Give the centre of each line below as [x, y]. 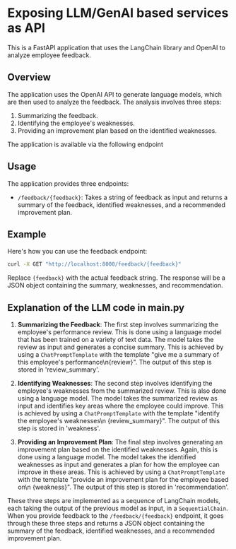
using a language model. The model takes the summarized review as [117, 399]
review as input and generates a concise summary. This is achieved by [120, 347]
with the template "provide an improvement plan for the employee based [123, 480]
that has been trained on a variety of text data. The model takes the [116, 340]
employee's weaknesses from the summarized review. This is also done [122, 391]
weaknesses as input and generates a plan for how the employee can [119, 465]
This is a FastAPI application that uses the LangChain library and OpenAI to [117, 47]
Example [27, 234]
